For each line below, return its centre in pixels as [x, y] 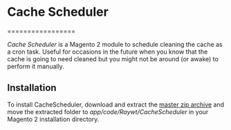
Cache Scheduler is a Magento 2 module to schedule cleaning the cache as [115, 44]
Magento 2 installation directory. [53, 119]
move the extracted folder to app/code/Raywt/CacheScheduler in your [108, 111]
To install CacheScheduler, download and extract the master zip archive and [116, 105]
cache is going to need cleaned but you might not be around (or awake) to [113, 58]
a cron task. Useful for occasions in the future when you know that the [108, 52]
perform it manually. [36, 66]
